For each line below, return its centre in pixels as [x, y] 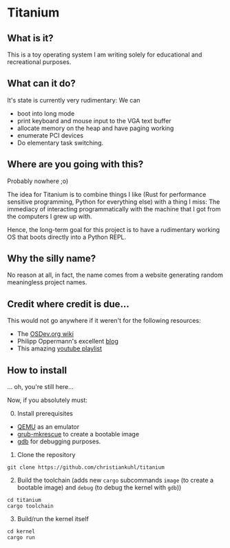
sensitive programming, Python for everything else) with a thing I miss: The [114, 202]
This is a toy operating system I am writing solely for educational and [105, 54]
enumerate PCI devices [50, 135]
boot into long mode [46, 113]
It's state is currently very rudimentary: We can [74, 100]
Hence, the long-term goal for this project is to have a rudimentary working [114, 229]
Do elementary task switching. [60, 143]
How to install [37, 370]
